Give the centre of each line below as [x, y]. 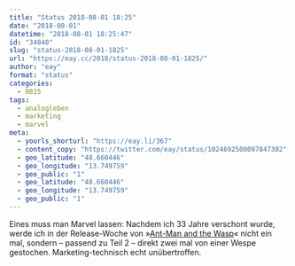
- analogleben [43, 108]
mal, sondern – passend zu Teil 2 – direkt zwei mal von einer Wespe [133, 243]
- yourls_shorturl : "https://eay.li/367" [95, 141]
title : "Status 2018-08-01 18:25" [73, 17]
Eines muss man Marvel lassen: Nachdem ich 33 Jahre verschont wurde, [142, 223]
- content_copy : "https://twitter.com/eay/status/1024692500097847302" [152, 149]
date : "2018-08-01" [45, 26]
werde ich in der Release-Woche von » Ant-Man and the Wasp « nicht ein [141, 233]
